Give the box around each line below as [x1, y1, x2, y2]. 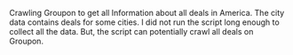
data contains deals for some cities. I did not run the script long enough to [9, 17, 280, 27]
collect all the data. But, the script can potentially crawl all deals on [9, 27, 254, 36]
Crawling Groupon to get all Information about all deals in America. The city [9, 8, 285, 18]
